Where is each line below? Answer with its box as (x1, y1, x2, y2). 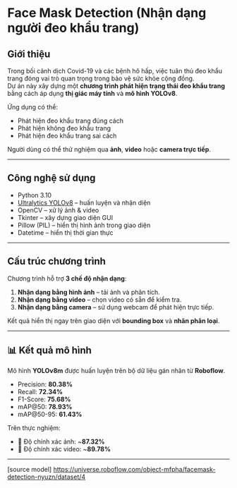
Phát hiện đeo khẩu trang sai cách (17, 132, 117, 140)
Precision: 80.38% (17, 380, 73, 389)
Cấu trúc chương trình (7, 255, 106, 267)
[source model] (7, 465, 52, 474)
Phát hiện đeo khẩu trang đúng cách (17, 116, 123, 125)
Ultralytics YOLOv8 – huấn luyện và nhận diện (17, 198, 151, 207)
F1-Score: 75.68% (17, 395, 71, 403)
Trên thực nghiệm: (7, 424, 61, 432)
